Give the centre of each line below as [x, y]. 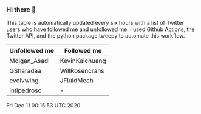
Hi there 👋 [21, 10]
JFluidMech [77, 81]
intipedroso [26, 90]
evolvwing [24, 81]
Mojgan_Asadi [29, 61]
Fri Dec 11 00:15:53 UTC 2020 [43, 106]
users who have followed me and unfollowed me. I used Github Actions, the [101, 29]
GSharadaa [25, 71]
